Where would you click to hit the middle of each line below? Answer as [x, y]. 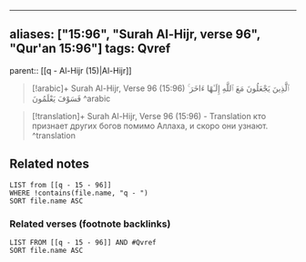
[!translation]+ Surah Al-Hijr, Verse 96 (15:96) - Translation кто [149, 116]
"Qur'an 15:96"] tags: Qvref [90, 49]
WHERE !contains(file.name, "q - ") [79, 193]
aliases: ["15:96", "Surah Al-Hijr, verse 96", [135, 34]
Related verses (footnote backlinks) [90, 224]
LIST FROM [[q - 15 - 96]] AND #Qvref [83, 242]
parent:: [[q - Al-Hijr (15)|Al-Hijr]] [71, 70]
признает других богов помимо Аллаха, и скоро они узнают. [150, 126]
